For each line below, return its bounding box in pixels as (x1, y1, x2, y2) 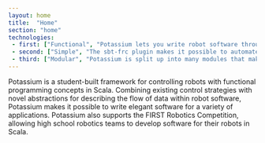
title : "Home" (8, 19, 58, 27)
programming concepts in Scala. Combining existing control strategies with (8, 85, 252, 94)
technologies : (8, 33, 55, 42)
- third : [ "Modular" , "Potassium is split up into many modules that (11, 56, 245, 64)
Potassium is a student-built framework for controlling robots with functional (8, 76, 256, 86)
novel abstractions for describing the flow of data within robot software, (8, 93, 242, 103)
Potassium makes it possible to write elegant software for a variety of (8, 101, 233, 111)
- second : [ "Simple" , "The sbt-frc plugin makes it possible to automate (11, 48, 259, 56)
